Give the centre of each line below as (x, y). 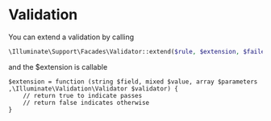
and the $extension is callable (58, 67)
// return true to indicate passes (83, 95)
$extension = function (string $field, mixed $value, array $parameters (133, 82)
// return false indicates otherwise (86, 103)
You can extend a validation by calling (71, 37)
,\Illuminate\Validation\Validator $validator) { (94, 89)
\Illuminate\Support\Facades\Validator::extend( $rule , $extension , (124, 51)
